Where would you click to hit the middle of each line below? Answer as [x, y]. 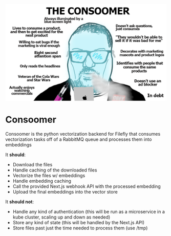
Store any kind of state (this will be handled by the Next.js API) [79, 223]
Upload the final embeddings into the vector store [65, 192]
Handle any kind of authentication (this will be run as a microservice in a [89, 212]
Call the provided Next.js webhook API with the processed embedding [87, 186]
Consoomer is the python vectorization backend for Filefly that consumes [83, 134]
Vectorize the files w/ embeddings [49, 176]
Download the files [33, 165]
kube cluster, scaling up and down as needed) [61, 217]
